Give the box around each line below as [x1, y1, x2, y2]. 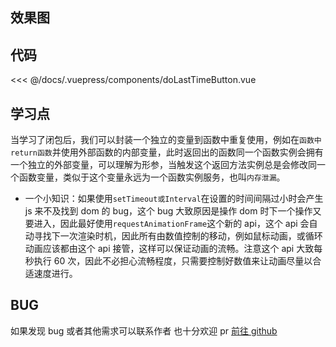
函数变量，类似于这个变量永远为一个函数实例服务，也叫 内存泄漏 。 [18, 171, 286, 183]
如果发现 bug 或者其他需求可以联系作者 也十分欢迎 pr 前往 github [10, 324, 278, 337]
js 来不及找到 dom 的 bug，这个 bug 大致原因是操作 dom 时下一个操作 [24, 205, 313, 217]
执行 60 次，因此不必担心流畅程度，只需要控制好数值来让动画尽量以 [33, 255, 313, 267]
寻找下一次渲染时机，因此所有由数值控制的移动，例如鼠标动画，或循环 [33, 230, 323, 242]
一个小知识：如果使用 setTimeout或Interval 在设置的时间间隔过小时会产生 [24, 193, 324, 205]
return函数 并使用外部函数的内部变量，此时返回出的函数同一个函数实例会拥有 [10, 146, 324, 158]
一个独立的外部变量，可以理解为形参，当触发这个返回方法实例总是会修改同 [10, 159, 317, 171]
